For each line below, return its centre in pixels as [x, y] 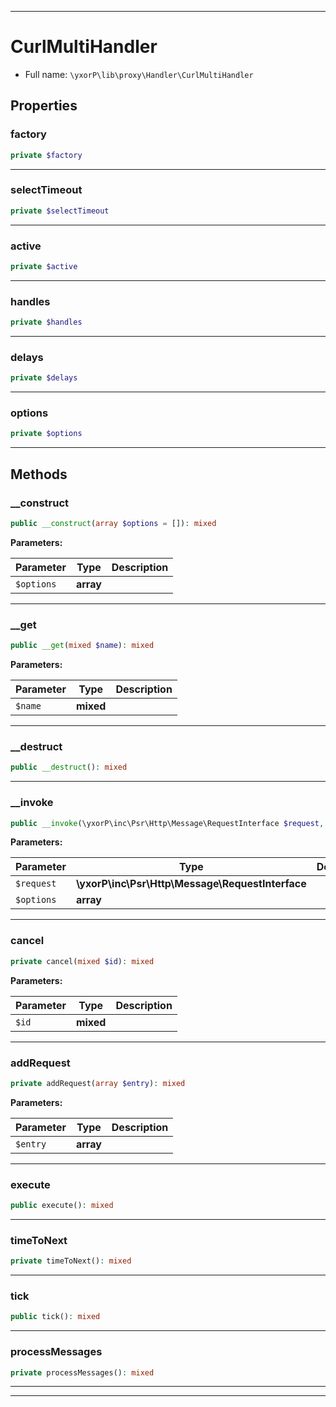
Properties [44, 106]
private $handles [46, 322]
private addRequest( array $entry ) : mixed [98, 1083]
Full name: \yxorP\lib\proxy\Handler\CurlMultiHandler [139, 74]
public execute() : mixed [62, 1206]
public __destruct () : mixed [69, 767]
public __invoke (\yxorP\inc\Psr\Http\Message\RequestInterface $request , [167, 823]
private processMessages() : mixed [82, 1372]
